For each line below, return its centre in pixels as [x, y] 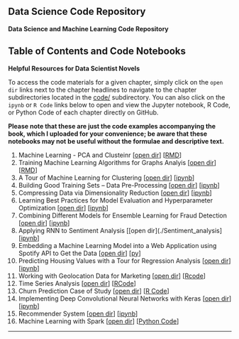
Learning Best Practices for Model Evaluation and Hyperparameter [116, 200]
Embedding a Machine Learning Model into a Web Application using [117, 245]
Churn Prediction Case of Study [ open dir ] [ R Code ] [94, 291]
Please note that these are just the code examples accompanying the [112, 126]
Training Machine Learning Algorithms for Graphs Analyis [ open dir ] [117, 162]
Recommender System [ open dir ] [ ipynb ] [78, 313]
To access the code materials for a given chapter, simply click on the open [116, 82]
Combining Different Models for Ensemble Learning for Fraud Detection [123, 215]
